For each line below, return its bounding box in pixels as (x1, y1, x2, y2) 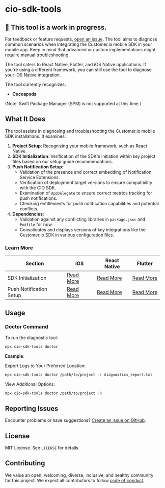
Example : (5, 353, 25, 359)
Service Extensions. (19, 174, 60, 180)
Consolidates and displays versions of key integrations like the (19, 226, 146, 232)
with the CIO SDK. (19, 185, 56, 190)
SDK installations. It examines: (5, 133, 66, 139)
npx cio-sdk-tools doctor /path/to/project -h (5, 391, 102, 396)
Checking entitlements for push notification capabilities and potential (19, 200, 159, 206)
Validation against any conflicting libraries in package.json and (19, 216, 146, 222)
